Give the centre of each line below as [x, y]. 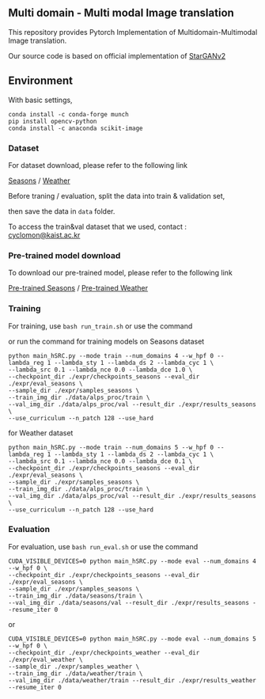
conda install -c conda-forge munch [68, 114]
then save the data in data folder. [62, 211]
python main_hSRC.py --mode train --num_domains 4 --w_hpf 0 [111, 355]
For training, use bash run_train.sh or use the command [100, 326]
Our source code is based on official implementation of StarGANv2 [117, 55]
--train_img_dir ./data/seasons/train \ [76, 596]
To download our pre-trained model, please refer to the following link [121, 273]
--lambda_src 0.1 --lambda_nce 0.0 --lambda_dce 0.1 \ [100, 461]
